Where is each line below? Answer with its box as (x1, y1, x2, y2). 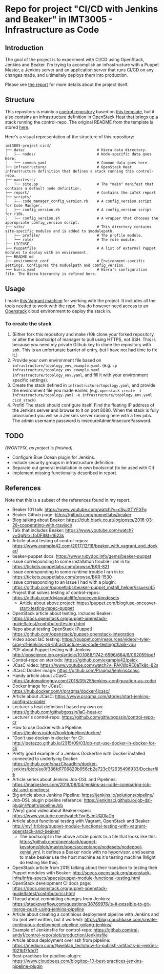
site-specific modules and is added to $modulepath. (5, 229, 115, 233)
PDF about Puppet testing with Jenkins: (12, 646, 92, 653)
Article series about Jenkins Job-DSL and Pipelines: (12, 776, 117, 782)
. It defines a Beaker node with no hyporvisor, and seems (40, 849, 155, 855)
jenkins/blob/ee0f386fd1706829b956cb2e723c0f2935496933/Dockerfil (12, 766, 159, 772)
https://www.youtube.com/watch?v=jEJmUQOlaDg (12, 812, 115, 819)
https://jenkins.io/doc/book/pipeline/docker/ (12, 729, 102, 736)
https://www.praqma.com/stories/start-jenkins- (55, 693, 150, 699)
